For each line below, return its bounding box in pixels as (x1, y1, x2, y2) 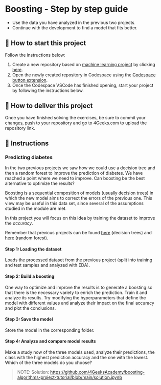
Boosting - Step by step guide (5, 3, 128, 15)
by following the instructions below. (12, 87, 84, 93)
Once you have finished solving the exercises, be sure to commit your (5, 114, 146, 120)
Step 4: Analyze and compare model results (5, 339, 96, 344)
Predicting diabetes (5, 154, 53, 160)
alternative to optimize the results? (5, 181, 75, 186)
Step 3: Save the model (5, 317, 53, 322)
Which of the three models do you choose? (5, 360, 92, 365)
